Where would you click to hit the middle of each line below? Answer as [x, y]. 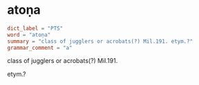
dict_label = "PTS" [35, 28]
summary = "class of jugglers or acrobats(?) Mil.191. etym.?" [100, 41]
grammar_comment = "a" [40, 48]
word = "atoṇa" [29, 35]
